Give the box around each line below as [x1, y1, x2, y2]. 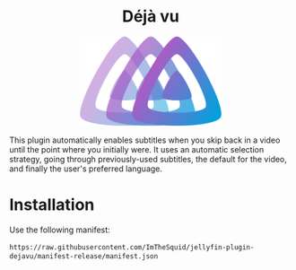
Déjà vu [122, 6, 179, 27]
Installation [9, 195, 95, 214]
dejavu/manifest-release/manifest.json [9, 251, 159, 261]
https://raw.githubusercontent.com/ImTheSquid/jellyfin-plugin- [9, 242, 255, 252]
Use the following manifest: [9, 224, 110, 235]
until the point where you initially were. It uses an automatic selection [9, 144, 265, 154]
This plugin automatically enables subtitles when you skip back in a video [9, 135, 281, 145]
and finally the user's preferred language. [9, 163, 163, 174]
